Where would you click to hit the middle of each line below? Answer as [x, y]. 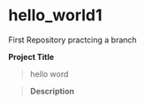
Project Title [31, 56]
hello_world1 [55, 15]
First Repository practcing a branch [73, 40]
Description [52, 91]
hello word [49, 74]
